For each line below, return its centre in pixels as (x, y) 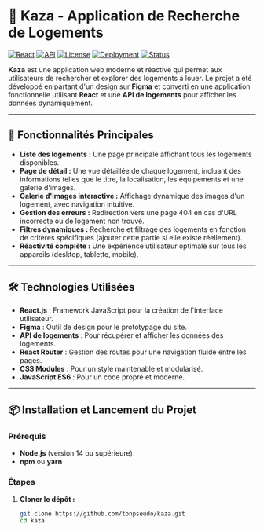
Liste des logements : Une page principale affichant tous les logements (136, 154)
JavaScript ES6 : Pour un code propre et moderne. (102, 377)
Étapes (22, 482)
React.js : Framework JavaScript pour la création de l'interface (121, 310)
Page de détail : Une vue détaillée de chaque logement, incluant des (130, 170)
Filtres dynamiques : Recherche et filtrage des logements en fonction (132, 229)
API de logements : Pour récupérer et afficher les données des (121, 335)
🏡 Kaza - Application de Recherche (124, 16)
